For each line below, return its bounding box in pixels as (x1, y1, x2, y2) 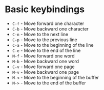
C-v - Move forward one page (12, 64, 75, 70)
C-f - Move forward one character (12, 20, 85, 26)
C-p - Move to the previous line (12, 37, 77, 43)
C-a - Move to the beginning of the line (12, 42, 94, 48)
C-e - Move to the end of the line (12, 47, 81, 53)
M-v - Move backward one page (12, 69, 79, 75)
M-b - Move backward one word (12, 58, 79, 64)
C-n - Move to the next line (12, 31, 69, 37)
